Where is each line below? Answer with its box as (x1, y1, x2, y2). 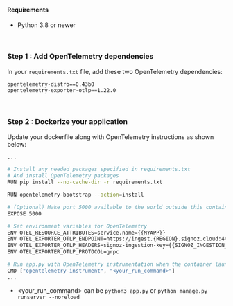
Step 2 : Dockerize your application (7, 117, 128, 127)
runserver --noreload (17, 294, 80, 300)
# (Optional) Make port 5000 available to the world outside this (7, 204, 203, 210)
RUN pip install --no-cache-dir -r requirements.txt (7, 179, 163, 186)
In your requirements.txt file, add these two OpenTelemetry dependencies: (7, 67, 223, 75)
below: (7, 140, 26, 148)
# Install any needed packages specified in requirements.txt (7, 166, 191, 173)
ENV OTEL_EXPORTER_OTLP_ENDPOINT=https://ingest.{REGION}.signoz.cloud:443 (7, 235, 231, 242)
